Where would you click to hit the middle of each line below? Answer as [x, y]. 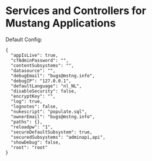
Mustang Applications [61, 23]
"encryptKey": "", [33, 96]
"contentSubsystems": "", [43, 66]
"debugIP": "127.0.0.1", [41, 81]
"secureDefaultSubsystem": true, [52, 132]
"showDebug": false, [36, 142]
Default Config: [24, 39]
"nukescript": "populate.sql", [49, 112]
